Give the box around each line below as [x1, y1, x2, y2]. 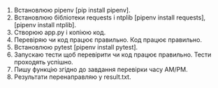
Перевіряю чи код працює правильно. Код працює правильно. [13, 36, 203, 44]
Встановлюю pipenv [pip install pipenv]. [13, 6, 131, 14]
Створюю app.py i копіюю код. [13, 28, 106, 36]
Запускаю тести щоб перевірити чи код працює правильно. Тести [13, 50, 212, 59]
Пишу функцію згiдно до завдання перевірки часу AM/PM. [13, 66, 188, 73]
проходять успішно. [13, 58, 73, 66]
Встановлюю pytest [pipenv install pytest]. [13, 43, 138, 51]
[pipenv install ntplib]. [13, 21, 77, 29]
